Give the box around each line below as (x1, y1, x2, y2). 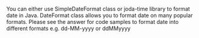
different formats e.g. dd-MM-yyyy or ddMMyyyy (6, 25, 131, 32)
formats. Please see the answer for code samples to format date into (6, 18, 179, 25)
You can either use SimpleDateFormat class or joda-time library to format (6, 6, 190, 12)
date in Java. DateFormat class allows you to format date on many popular (6, 12, 194, 19)
